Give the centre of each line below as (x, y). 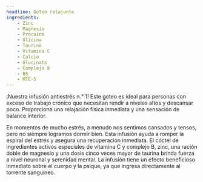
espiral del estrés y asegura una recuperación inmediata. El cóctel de (92, 140)
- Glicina (30, 40)
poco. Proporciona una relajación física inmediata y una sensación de (93, 109)
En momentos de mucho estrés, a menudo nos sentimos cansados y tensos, (101, 128)
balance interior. (27, 116)
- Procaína (31, 34)
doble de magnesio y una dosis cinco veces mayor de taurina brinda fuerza (101, 153)
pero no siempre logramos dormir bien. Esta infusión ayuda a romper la (95, 134)
